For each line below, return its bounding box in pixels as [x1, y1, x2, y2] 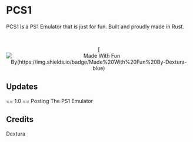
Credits [6, 114, 34, 124]
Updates [6, 82, 38, 92]
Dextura [6, 130, 25, 137]
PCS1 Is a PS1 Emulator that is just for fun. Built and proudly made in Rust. [6, 23, 184, 30]
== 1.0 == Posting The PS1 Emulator [6, 97, 93, 104]
